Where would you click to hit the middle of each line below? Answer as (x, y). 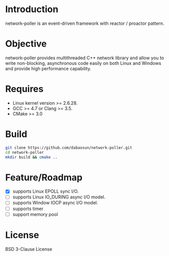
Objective (26, 44)
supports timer (28, 208)
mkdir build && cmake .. (31, 157)
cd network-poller (25, 152)
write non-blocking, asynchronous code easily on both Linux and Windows (83, 63)
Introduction (32, 9)
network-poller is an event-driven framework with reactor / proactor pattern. (85, 23)
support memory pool (35, 214)
